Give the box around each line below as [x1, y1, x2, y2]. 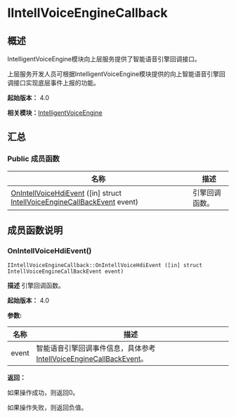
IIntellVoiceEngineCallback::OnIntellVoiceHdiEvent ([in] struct [7, 262, 202, 269]
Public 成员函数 [7, 154, 60, 164]
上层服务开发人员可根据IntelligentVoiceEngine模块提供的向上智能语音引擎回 [7, 70, 226, 78]
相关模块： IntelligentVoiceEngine [7, 109, 103, 117]
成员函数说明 [7, 224, 63, 237]
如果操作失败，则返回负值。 [7, 403, 88, 412]
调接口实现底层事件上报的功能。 [7, 79, 100, 87]
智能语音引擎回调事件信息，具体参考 [36, 343, 156, 353]
